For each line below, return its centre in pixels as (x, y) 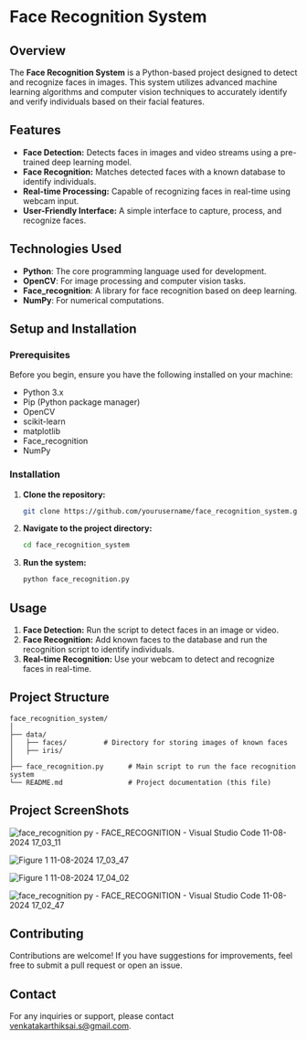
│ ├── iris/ (37, 750)
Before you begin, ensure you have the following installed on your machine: (151, 375)
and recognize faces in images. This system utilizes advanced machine (143, 82)
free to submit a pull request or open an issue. (96, 965)
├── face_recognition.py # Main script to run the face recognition (153, 766)
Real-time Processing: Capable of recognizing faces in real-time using (156, 191)
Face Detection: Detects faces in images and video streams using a (150, 152)
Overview (38, 51)
